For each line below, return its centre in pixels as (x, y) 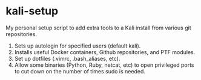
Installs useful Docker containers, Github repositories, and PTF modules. (105, 52)
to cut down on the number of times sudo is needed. (80, 71)
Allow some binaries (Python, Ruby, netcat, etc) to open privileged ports (104, 65)
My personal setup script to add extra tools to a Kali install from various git (98, 28)
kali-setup (32, 11)
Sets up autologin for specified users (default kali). (77, 46)
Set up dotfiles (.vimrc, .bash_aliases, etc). (67, 58)
